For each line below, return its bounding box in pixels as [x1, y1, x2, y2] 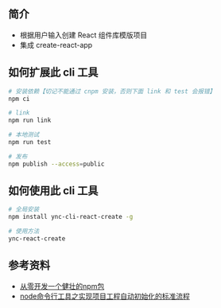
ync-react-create [8, 235, 66, 243]
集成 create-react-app [19, 40, 93, 49]
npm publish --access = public [8, 160, 105, 168]
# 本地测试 [8, 131, 40, 139]
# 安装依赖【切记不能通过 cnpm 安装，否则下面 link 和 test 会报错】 [8, 87, 216, 96]
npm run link [8, 116, 52, 125]
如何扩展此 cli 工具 [8, 66, 99, 80]
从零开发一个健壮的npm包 [19, 281, 105, 290]
